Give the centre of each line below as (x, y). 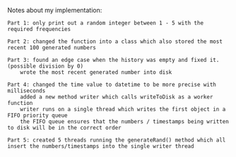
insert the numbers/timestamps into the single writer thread (101, 146)
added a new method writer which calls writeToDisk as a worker (117, 97)
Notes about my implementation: (55, 10)
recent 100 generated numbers (52, 48)
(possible (22, 66)
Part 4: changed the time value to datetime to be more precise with (112, 84)
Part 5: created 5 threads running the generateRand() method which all (117, 140)
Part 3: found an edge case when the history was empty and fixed (107, 60)
